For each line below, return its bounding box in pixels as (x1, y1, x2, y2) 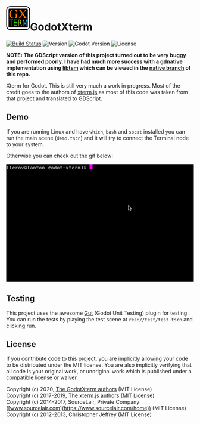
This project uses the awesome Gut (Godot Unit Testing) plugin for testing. (6, 310, 189, 317)
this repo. (6, 70, 31, 78)
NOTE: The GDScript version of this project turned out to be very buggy (6, 51, 186, 58)
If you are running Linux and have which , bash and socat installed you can (6, 128, 186, 135)
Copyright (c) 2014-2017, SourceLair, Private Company (6, 398, 140, 406)
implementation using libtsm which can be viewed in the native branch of (6, 64, 191, 71)
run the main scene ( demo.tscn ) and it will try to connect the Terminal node (6, 134, 189, 141)
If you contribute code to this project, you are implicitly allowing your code (6, 355, 189, 363)
